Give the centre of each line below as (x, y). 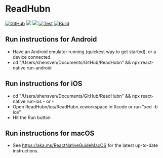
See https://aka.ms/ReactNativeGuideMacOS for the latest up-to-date (85, 145)
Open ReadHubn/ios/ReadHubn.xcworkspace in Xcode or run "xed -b (85, 106)
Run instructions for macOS (50, 133)
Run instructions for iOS (44, 84)
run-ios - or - (40, 101)
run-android (39, 68)
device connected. (32, 57)
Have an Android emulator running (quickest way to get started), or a (84, 52)
